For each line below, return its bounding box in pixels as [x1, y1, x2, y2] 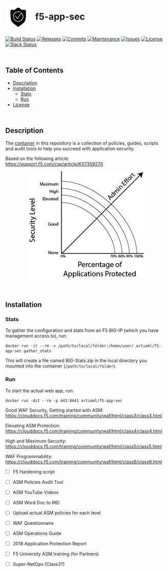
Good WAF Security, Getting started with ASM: [5, 407, 104, 413]
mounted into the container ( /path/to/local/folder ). [5, 363, 117, 369]
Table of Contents [5, 66, 64, 75]
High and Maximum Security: [5, 438, 67, 444]
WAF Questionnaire [12, 520, 54, 526]
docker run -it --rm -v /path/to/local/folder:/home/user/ [5, 343, 134, 349]
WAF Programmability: [5, 453, 53, 459]
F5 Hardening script [12, 468, 55, 475]
